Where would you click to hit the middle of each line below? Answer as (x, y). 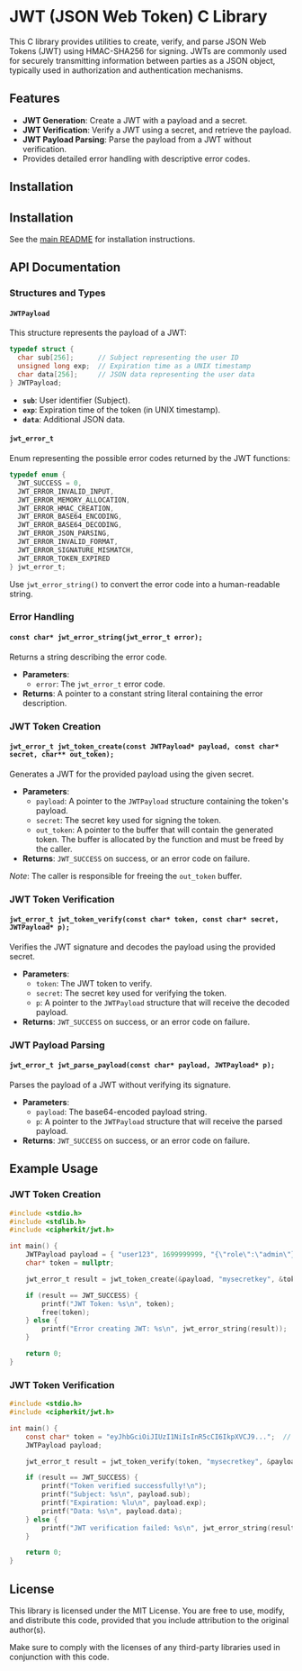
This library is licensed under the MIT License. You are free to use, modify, (147, 1611)
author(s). (28, 1630)
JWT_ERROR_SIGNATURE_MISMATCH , (76, 550)
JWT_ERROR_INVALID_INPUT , (66, 491)
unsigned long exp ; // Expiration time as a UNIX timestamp (134, 367)
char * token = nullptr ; (70, 1263)
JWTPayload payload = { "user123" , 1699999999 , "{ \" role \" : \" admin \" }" (162, 1255)
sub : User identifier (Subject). (76, 400)
